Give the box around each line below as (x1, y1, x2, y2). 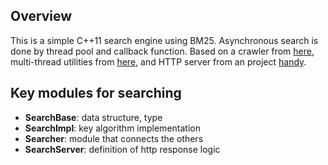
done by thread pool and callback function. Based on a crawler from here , (10, 45, 315, 57)
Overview (10, 8, 73, 25)
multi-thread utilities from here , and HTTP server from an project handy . (10, 55, 307, 68)
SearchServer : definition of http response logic (24, 143, 221, 155)
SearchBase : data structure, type (24, 111, 163, 123)
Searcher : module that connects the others (24, 132, 204, 144)
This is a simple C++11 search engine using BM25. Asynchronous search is (10, 34, 319, 46)
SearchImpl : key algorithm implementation (24, 122, 201, 134)
